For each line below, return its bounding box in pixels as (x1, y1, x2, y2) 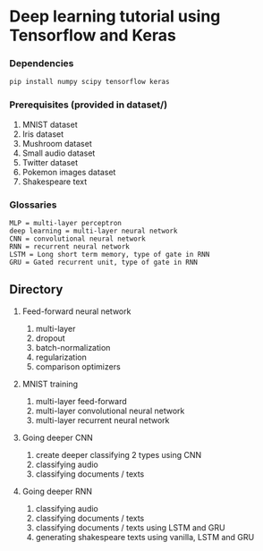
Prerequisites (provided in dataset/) (9, 98, 168, 111)
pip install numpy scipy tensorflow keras (9, 78, 170, 87)
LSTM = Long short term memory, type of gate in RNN (9, 250, 210, 259)
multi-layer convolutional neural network (35, 405, 185, 416)
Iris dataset (21, 128, 64, 140)
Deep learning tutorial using (9, 6, 221, 27)
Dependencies (9, 57, 74, 70)
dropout (35, 333, 65, 343)
